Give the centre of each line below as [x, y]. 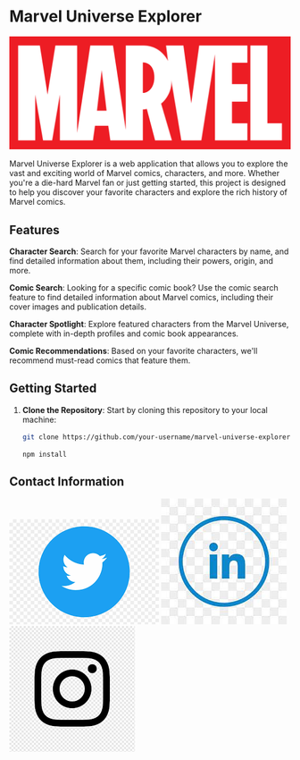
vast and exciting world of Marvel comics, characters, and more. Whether [145, 173]
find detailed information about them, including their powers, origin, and [142, 261]
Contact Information [67, 481]
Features [34, 230]
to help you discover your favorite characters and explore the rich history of [149, 192]
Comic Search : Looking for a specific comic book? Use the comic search [144, 288]
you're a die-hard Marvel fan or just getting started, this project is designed [148, 183]
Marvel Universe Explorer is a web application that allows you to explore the [149, 164]
